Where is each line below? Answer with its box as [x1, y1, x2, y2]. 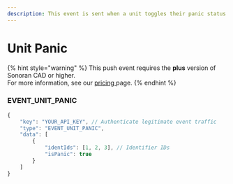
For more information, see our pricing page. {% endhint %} [7, 78, 176, 87]
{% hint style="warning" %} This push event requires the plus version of [7, 64, 216, 72]
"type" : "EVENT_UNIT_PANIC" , [20, 125, 105, 132]
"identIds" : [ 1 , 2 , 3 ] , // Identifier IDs [44, 144, 170, 151]
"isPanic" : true [44, 151, 92, 158]
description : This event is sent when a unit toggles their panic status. [7, 10, 230, 17]
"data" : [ [20, 131, 49, 139]
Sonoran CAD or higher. [7, 71, 75, 79]
